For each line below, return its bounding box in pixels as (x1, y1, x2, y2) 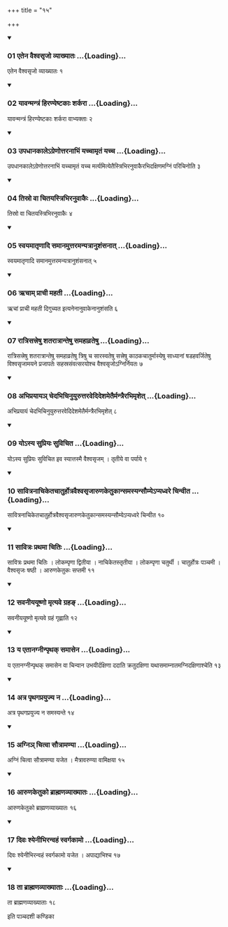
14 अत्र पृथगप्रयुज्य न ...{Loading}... (7, 692, 111, 702)
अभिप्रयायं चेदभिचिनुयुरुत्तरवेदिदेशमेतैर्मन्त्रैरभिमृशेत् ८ (7, 407, 117, 416)
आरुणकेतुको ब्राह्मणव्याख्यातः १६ (7, 803, 77, 812)
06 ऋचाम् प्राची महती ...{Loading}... (7, 288, 113, 298)
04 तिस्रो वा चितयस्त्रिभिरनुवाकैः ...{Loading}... (7, 193, 139, 203)
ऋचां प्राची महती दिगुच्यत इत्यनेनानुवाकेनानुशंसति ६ (7, 304, 118, 313)
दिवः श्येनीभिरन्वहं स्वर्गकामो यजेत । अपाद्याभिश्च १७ (7, 851, 121, 860)
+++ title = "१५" (7, 6, 52, 14)
